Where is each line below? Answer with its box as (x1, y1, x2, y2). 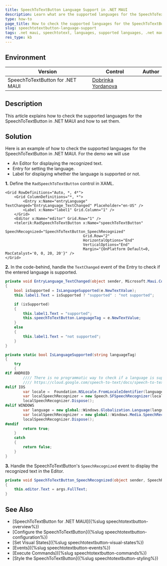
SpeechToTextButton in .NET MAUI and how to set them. (5, 118, 121, 124)
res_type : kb (5, 35, 32, 40)
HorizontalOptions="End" (83, 238, 135, 243)
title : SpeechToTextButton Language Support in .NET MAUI (5, 7, 128, 12)
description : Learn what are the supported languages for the (5, 12, 137, 17)
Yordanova (92, 82, 118, 89)
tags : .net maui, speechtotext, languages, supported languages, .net (5, 30, 155, 35)
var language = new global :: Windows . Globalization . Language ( (23, 408, 153, 413)
